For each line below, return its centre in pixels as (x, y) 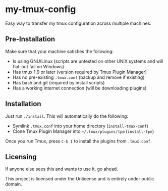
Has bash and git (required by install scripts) (59, 82)
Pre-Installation (30, 39)
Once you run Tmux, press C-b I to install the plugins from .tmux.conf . (78, 141)
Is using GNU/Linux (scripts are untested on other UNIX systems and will (88, 61)
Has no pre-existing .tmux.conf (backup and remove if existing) (78, 77)
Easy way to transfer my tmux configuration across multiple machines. (78, 23)
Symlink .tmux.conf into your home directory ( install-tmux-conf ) (80, 126)
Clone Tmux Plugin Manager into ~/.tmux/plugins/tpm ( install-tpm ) (83, 131)
